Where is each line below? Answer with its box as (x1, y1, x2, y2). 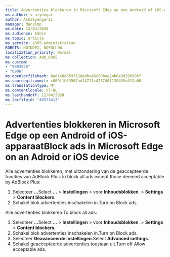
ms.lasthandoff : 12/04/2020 (5, 92, 65, 98)
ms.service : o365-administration (5, 41, 76, 46)
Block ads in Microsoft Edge (44, 141, 163, 152)
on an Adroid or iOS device (5, 151, 119, 163)
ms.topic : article (5, 36, 44, 41)
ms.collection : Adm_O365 (5, 54, 58, 60)
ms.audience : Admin (5, 31, 47, 36)
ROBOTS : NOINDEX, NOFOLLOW (5, 45, 62, 50)
